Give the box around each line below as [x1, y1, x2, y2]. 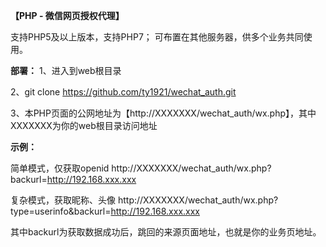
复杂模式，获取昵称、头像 [10, 194, 116, 206]
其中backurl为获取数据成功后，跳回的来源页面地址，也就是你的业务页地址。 [10, 226, 322, 238]
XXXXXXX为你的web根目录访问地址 [10, 120, 158, 131]
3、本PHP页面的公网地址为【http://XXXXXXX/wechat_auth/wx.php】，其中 [10, 107, 317, 119]
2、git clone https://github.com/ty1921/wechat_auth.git [10, 86, 237, 98]
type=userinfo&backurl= [10, 205, 112, 217]
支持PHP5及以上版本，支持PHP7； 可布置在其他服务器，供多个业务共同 [10, 31, 304, 43]
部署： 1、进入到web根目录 [10, 65, 122, 76]
